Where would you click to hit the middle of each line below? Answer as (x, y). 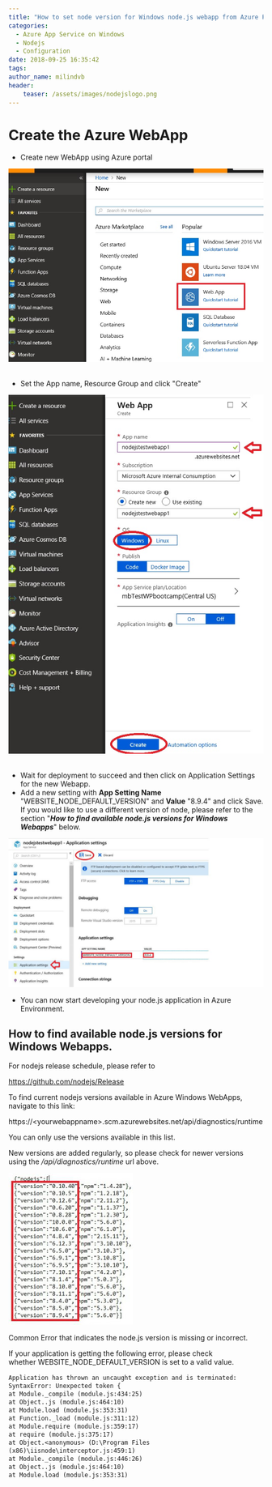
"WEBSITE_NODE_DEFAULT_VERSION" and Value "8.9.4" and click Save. (142, 801)
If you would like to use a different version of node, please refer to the (136, 810)
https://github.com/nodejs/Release (66, 1082)
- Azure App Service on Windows (70, 34)
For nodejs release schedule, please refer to (82, 1066)
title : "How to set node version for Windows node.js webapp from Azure (134, 17)
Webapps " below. (50, 827)
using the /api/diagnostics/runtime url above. (84, 1161)
